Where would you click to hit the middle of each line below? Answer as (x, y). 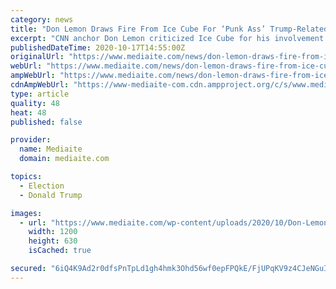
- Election (42, 186)
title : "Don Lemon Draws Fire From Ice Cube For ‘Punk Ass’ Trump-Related (169, 29)
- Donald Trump (51, 195)
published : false (46, 122)
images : (26, 213)
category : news (42, 19)
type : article (40, 94)
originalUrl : (37, 57)
